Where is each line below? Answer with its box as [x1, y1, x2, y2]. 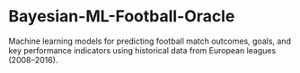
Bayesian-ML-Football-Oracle [8, 6, 235, 27]
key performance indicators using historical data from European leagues [8, 45, 277, 55]
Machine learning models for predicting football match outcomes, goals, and [8, 36, 291, 46]
